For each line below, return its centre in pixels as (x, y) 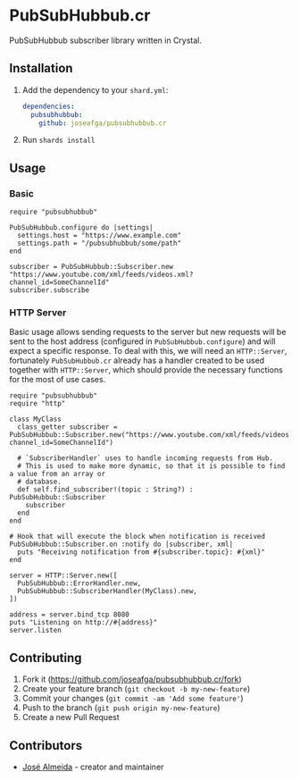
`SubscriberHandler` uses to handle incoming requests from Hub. (150, 458)
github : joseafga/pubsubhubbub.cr (103, 123)
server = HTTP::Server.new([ (63, 576)
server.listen (36, 631)
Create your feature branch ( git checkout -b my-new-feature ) (136, 689)
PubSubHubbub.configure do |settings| (81, 228)
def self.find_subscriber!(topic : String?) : (105, 490)
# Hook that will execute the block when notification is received (137, 537)
